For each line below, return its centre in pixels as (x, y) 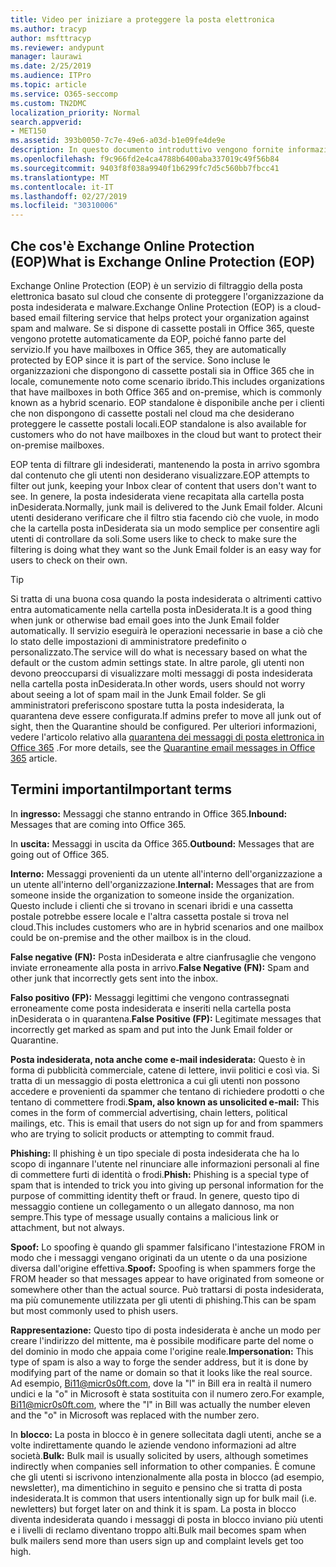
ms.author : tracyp (48, 29)
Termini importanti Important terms (121, 789)
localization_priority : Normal (75, 112)
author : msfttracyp (51, 38)
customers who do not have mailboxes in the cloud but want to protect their (166, 434)
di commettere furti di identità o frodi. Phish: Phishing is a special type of (160, 1174)
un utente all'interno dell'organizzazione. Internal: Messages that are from (162, 884)
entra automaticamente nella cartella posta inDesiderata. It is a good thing (161, 609)
